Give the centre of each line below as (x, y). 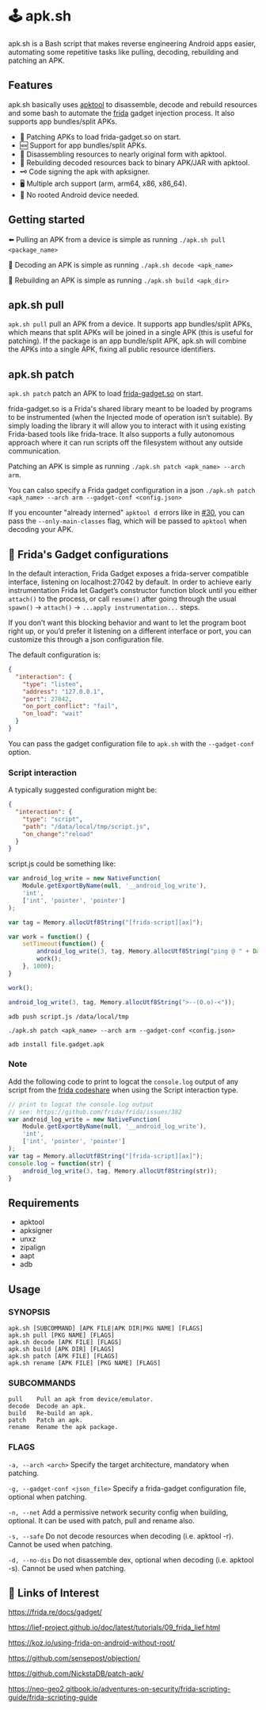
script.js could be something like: (62, 864)
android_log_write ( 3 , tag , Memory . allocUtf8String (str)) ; (120, 1171)
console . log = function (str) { (60, 1163)
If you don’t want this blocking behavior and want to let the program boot (127, 622)
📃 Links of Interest (54, 1593)
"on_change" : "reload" (58, 834)
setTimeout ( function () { (63, 944)
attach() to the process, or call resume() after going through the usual (122, 599)
